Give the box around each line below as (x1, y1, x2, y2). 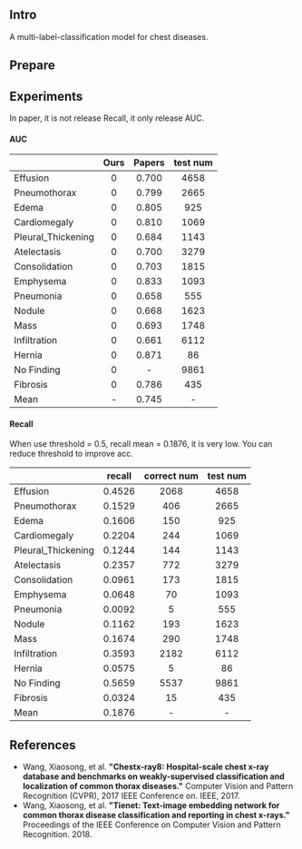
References (9, 737, 76, 753)
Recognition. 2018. (22, 829, 93, 840)
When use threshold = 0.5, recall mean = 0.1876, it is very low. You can (9, 439, 273, 449)
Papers (133, 156, 165, 169)
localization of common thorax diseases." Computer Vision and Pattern (22, 781, 294, 792)
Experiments (9, 88, 83, 104)
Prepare (9, 58, 56, 74)
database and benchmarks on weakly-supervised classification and (22, 771, 285, 782)
